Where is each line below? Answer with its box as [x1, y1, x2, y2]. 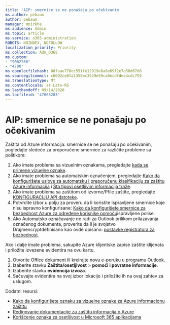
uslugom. [12, 278, 32, 285]
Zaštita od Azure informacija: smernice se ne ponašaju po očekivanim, [5, 141, 152, 147]
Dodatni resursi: [5, 288, 39, 294]
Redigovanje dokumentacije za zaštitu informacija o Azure [12, 309, 134, 315]
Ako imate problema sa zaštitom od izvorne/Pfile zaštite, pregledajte [12, 189, 156, 195]
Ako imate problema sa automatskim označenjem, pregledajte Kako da [12, 173, 160, 179]
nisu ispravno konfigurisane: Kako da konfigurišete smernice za [12, 205, 146, 211]
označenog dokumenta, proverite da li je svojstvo [12, 221, 116, 227]
